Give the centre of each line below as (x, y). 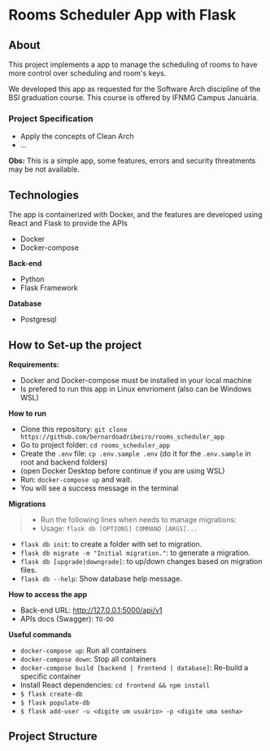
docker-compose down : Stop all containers (88, 659)
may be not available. (44, 169)
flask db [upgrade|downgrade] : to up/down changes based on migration (141, 561)
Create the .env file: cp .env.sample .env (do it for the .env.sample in (135, 453)
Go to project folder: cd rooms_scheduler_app (95, 444)
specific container (50, 676)
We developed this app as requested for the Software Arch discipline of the (135, 89)
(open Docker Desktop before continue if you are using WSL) (122, 470)
